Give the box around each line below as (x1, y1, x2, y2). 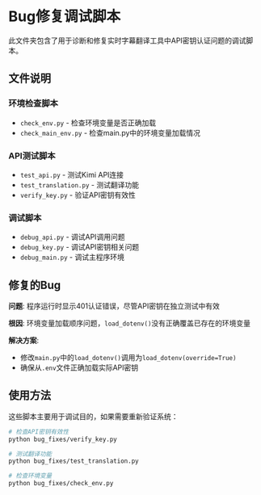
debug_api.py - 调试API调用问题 (19, 232, 125, 242)
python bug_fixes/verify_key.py (8, 435, 117, 443)
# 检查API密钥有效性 (8, 427, 69, 436)
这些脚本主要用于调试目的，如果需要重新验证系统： (8, 411, 179, 421)
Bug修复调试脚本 (8, 7, 121, 26)
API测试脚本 (8, 150, 56, 162)
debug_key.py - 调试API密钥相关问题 (19, 242, 140, 252)
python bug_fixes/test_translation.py (8, 457, 139, 465)
